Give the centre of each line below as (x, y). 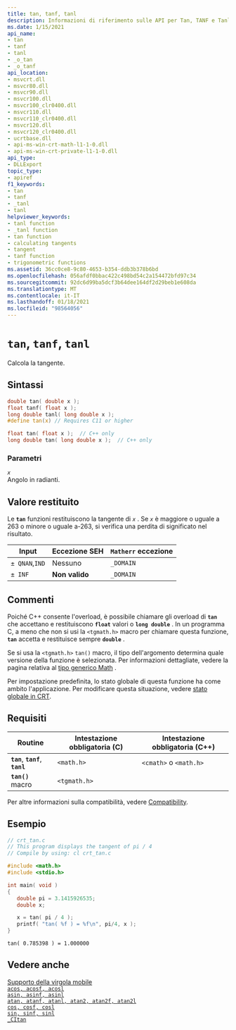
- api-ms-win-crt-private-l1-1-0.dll (63, 151)
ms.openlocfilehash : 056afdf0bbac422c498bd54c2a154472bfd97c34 (102, 275)
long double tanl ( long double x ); (61, 414)
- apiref (20, 178)
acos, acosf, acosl (36, 988)
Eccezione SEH (78, 552)
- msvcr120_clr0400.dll (42, 132)
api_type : (22, 158)
